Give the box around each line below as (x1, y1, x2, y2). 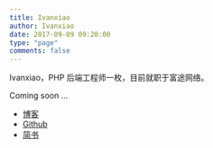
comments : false (9, 47, 70, 56)
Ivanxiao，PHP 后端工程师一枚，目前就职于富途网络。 (9, 73, 209, 83)
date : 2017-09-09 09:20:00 (9, 30, 111, 39)
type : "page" (9, 38, 59, 48)
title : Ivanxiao (9, 13, 70, 22)
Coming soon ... (9, 91, 69, 101)
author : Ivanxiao (9, 22, 75, 30)
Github (22, 118, 48, 130)
